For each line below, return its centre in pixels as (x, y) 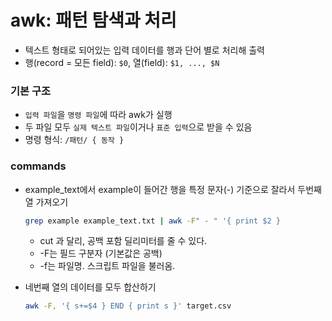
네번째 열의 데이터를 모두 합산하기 (90, 287)
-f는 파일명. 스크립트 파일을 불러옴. (107, 266)
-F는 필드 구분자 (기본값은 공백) (101, 253)
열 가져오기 (46, 202)
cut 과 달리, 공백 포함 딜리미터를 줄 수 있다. (123, 241)
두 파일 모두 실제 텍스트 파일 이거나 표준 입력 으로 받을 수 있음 (138, 127)
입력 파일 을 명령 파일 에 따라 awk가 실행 (98, 115)
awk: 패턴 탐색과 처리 (93, 20)
